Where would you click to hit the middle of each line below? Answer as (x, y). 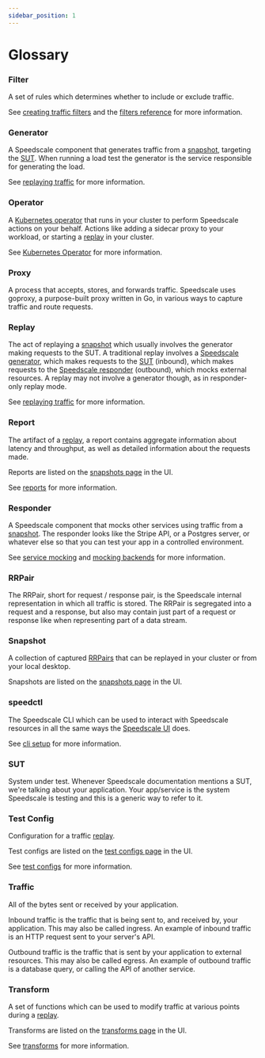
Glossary (39, 54)
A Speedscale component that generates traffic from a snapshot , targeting (130, 150)
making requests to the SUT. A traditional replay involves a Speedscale (123, 353)
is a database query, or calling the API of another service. (102, 968)
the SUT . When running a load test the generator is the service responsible (130, 159)
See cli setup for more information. (65, 743)
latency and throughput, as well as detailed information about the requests (129, 448)
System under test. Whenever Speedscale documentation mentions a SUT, (130, 781)
